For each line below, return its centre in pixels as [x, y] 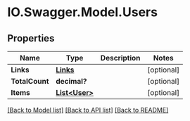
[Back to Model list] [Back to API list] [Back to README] [88, 110]
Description [120, 58]
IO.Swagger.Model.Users [83, 12]
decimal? [71, 81]
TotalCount [30, 81]
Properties [31, 38]
